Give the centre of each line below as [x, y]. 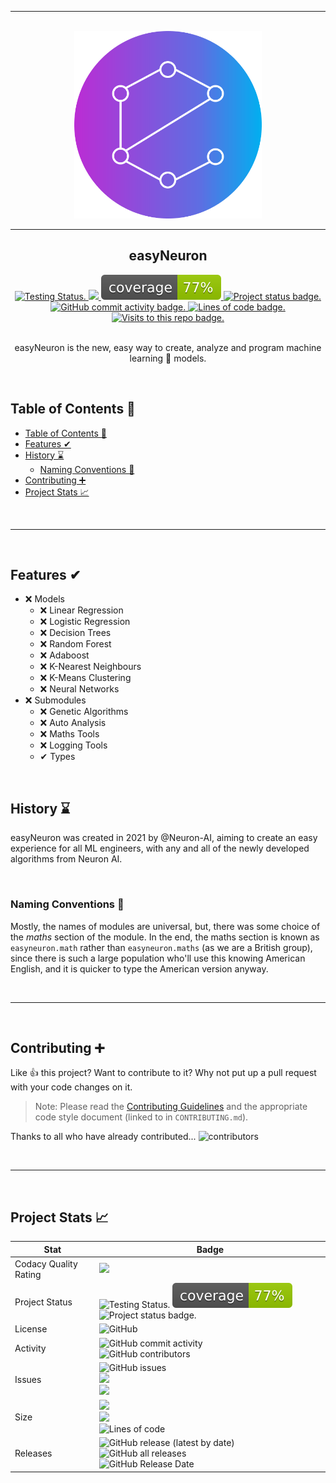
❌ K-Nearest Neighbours [90, 667]
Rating [28, 1274]
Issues [28, 1379]
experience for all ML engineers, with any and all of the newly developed [160, 848]
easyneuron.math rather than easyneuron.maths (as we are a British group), [161, 947]
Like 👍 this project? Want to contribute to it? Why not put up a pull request [163, 1073]
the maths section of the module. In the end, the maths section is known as [165, 937]
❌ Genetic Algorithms [84, 712]
